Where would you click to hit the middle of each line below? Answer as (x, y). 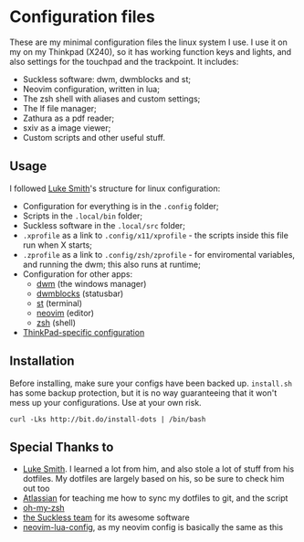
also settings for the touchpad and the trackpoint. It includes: (124, 61)
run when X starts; (58, 245)
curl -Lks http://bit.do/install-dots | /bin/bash (108, 419)
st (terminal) (59, 303)
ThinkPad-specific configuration (84, 332)
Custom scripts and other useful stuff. (94, 137)
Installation (42, 361)
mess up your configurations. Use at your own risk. (106, 402)
